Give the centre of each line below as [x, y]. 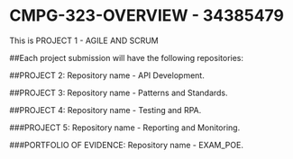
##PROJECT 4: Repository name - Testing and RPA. [105, 110]
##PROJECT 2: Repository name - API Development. [107, 75]
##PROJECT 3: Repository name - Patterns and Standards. [119, 93]
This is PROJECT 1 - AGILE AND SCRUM [84, 40]
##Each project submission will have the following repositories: [127, 57]
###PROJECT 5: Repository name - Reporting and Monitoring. [125, 128]
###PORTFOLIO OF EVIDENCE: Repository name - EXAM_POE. [126, 145]
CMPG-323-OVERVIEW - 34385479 [147, 16]
